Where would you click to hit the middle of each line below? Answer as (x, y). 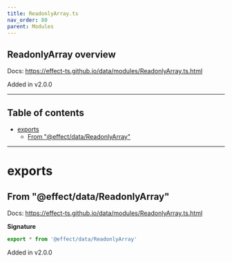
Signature (22, 226)
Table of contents (46, 112)
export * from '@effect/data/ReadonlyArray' (72, 239)
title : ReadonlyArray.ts (43, 13)
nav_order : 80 (28, 20)
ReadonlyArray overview (61, 54)
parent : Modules (30, 26)
